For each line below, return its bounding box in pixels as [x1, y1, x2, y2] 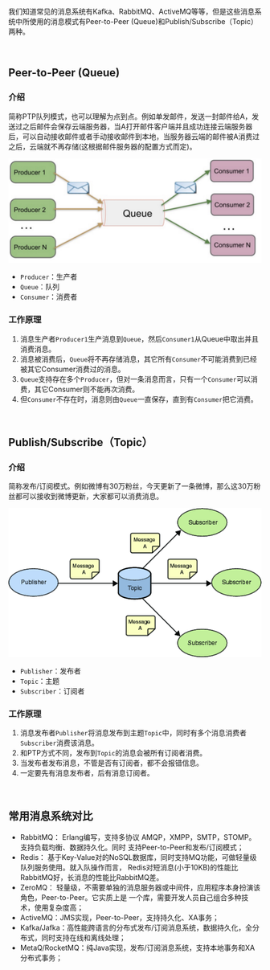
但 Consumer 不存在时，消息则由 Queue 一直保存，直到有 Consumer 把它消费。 [19, 394, 259, 403]
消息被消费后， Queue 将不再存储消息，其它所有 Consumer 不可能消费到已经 [19, 354, 257, 363]
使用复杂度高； [34, 902, 84, 912]
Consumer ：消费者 [19, 292, 78, 302]
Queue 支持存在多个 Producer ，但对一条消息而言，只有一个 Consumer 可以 [19, 374, 252, 383]
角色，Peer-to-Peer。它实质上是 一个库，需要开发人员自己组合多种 [19, 892, 242, 902]
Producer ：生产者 [19, 272, 78, 282]
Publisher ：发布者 [19, 665, 82, 676]
